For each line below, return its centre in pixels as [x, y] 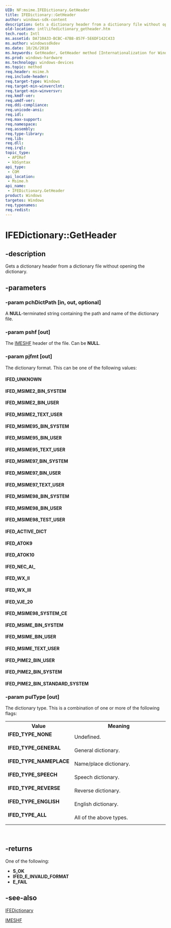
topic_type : [18, 153]
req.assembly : [20, 129]
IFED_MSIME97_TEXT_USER [35, 484]
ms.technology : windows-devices [39, 62]
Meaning [119, 726]
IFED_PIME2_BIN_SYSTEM [34, 672]
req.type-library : [25, 134]
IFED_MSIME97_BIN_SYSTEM [37, 461]
